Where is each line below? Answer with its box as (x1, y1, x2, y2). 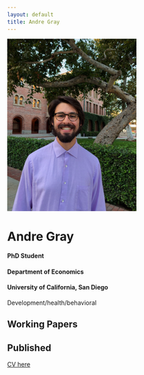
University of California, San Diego (7, 283, 109, 292)
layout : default (7, 11, 54, 18)
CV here (7, 361, 31, 369)
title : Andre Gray (7, 18, 60, 26)
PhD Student (7, 252, 45, 260)
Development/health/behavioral (7, 298, 97, 307)
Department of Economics (7, 267, 84, 276)
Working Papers (7, 318, 78, 330)
